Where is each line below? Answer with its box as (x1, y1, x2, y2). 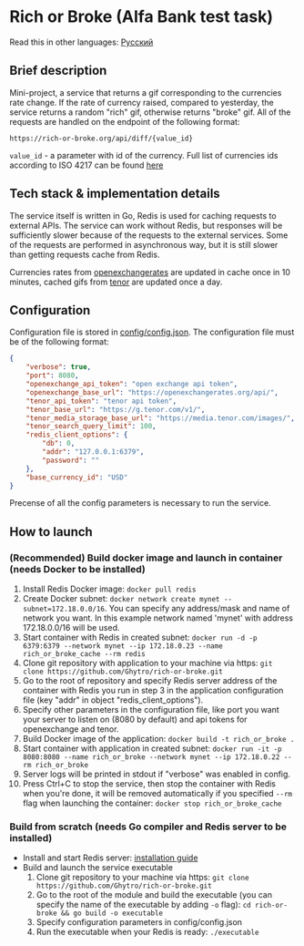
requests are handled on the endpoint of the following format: (9, 116, 240, 127)
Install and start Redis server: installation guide (22, 852, 198, 863)
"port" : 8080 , (25, 371, 79, 380)
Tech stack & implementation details (9, 186, 220, 201)
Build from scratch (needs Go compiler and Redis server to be (9, 820, 287, 833)
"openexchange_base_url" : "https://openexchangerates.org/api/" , (25, 387, 279, 397)
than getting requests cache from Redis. (9, 249, 160, 260)
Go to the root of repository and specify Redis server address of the (22, 675, 278, 686)
